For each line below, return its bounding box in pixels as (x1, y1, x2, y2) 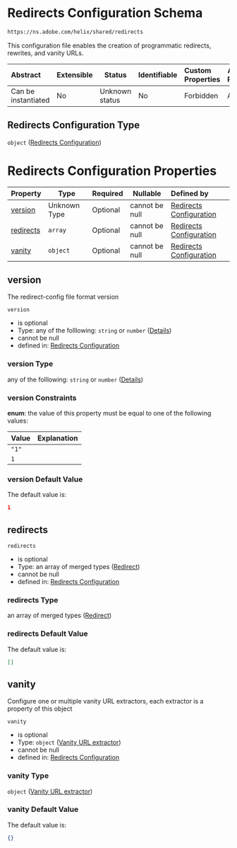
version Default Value (7, 474, 83, 484)
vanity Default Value (7, 805, 79, 815)
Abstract (11, 69, 41, 79)
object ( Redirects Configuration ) (7, 138, 102, 147)
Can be (11, 86, 35, 96)
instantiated (11, 95, 50, 105)
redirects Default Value (7, 629, 88, 638)
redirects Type (7, 595, 59, 605)
